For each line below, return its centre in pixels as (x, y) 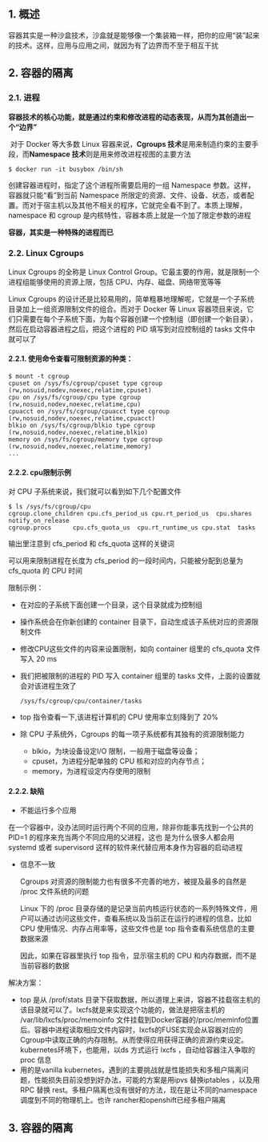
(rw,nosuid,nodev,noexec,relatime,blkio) (78, 432)
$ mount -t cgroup (39, 376)
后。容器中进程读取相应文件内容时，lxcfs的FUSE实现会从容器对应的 (131, 1030)
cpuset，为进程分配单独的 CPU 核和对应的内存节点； (119, 761)
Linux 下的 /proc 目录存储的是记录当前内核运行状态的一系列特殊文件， (135, 909)
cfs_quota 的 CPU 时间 (45, 571)
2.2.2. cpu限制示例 (40, 472)
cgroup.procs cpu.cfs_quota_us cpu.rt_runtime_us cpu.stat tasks (132, 528)
